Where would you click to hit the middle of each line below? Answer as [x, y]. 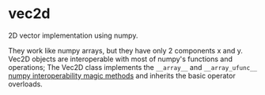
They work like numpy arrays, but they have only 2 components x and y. [125, 50]
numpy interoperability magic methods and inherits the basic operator [122, 75]
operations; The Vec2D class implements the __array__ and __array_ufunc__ [133, 67]
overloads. [26, 84]
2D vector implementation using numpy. [73, 35]
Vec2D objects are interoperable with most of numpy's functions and [121, 59]
